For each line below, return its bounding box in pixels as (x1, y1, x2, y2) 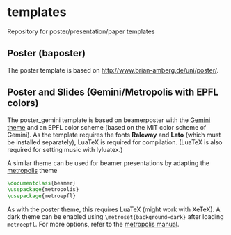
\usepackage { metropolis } (7, 186, 79, 193)
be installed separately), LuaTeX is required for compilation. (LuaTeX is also (7, 137, 223, 146)
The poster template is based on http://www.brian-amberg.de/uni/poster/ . (7, 66, 219, 74)
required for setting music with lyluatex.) (7, 145, 123, 153)
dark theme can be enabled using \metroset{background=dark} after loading (7, 213, 224, 221)
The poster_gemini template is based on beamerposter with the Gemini (7, 116, 211, 124)
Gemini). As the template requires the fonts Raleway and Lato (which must (7, 130, 221, 139)
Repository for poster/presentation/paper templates (7, 27, 155, 36)
